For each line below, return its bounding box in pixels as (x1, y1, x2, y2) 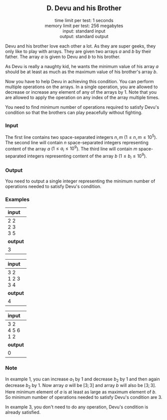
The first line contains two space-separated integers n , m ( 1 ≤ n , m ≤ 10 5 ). (5, 133, 157, 140)
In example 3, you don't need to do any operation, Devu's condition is (5, 404, 148, 410)
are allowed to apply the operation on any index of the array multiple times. (5, 94, 160, 100)
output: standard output (59, 33, 108, 39)
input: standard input (62, 28, 106, 34)
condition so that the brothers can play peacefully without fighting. (5, 109, 142, 115)
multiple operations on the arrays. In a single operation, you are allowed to (5, 84, 158, 90)
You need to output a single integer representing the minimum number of (5, 178, 155, 184)
